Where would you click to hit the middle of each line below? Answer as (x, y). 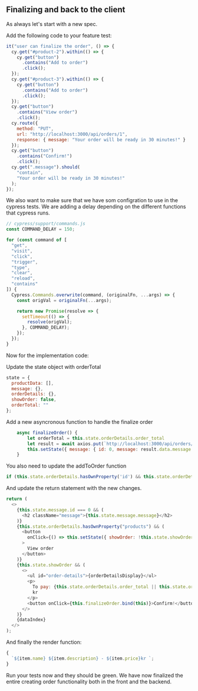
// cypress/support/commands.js (46, 224)
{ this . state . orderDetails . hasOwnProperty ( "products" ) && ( (91, 526)
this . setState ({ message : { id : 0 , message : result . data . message (109, 449)
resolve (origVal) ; (50, 322)
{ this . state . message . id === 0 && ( (60, 510)
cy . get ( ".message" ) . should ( (46, 167)
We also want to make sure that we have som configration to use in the (92, 200)
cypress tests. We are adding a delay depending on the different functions (96, 207)
